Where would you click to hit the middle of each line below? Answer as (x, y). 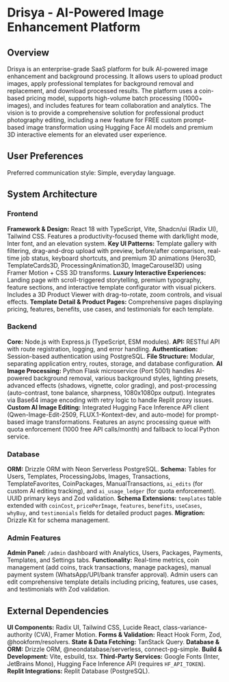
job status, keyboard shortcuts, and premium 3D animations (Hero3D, (119, 258)
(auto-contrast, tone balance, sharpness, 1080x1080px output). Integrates (111, 392)
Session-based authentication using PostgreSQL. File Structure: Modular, (111, 356)
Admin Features (34, 538)
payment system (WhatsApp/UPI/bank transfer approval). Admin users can (112, 575)
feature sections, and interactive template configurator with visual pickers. (112, 287)
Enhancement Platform (74, 27)
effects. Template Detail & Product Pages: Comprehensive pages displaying (115, 302)
